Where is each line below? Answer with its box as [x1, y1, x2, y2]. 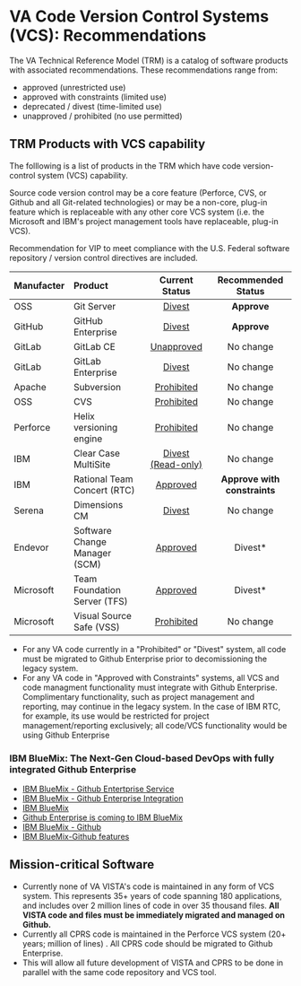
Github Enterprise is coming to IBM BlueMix [21, 812, 184, 823]
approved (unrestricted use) [21, 82, 126, 92]
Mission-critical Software [9, 857, 155, 872]
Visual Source [73, 609, 133, 622]
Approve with [220, 473, 280, 485]
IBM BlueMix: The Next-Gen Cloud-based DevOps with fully [9, 752, 275, 764]
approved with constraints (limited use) [21, 92, 168, 102]
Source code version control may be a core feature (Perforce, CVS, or [9, 187, 267, 198]
